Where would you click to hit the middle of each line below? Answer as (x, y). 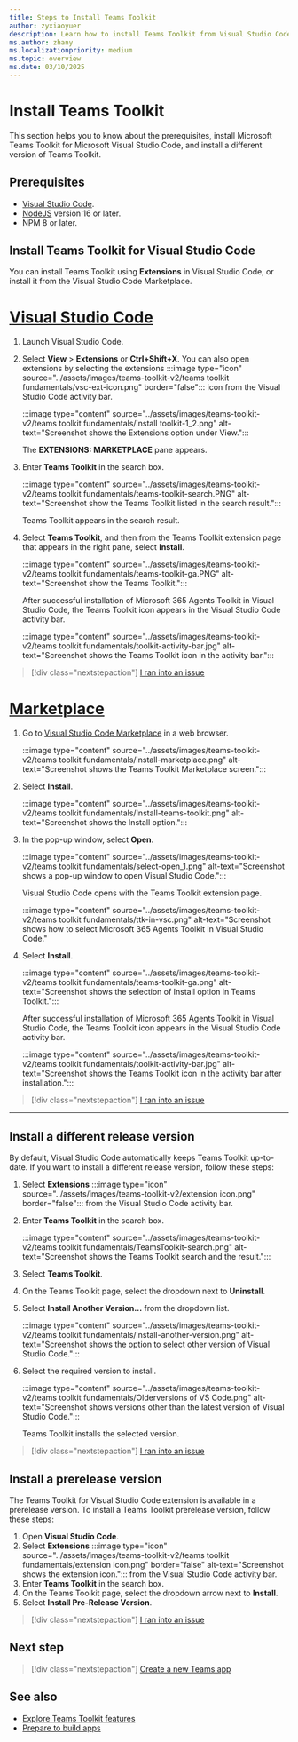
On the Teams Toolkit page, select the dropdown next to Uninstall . (144, 1291)
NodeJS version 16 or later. (71, 213)
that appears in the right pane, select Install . (103, 547)
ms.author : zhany (41, 42)
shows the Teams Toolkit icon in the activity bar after (185, 1074)
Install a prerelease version (86, 1479)
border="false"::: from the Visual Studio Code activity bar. (127, 1204)
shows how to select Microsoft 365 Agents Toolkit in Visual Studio (143, 929)
